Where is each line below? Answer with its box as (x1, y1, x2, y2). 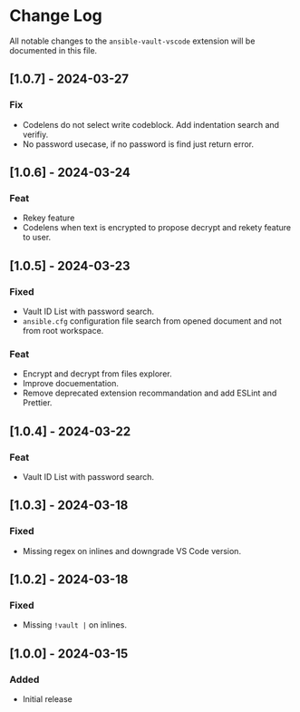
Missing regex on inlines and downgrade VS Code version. (22, 545, 242, 556)
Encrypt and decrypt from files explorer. (22, 368, 172, 379)
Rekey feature (22, 212, 75, 223)
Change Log (9, 5, 102, 26)
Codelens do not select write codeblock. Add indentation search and (22, 119, 279, 130)
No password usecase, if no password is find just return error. (22, 138, 255, 150)
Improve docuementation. (22, 378, 120, 389)
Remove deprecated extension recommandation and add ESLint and (22, 387, 277, 399)
